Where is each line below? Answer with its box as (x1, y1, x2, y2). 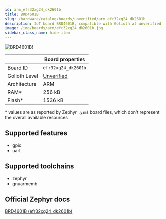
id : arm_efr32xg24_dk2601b (5, 7, 61, 12)
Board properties (44, 56, 85, 63)
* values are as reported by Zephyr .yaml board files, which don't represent (5, 109, 160, 115)
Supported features (5, 129, 68, 137)
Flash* (7, 97, 24, 104)
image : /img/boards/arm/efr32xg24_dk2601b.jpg (5, 26, 103, 31)
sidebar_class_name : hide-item (5, 30, 70, 35)
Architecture (7, 81, 37, 87)
